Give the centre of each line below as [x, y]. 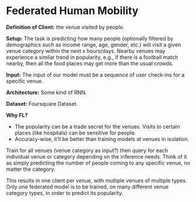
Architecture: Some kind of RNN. [46, 92]
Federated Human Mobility [72, 11]
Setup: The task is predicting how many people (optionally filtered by [90, 38]
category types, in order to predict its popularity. [65, 193]
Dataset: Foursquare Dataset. [42, 103]
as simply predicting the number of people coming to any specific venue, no [98, 163]
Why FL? [17, 115]
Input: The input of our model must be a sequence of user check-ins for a [95, 75]
